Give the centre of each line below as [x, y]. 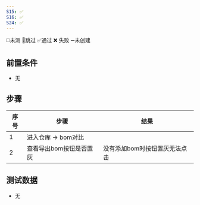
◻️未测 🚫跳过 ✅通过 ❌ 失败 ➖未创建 [48, 40]
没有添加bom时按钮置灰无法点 [145, 148]
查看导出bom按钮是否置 [60, 148]
